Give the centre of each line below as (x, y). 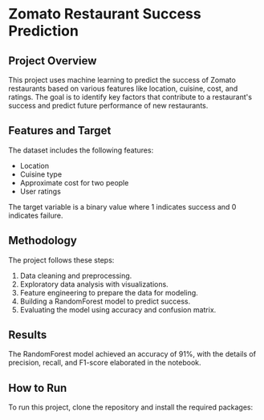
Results (28, 335)
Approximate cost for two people (74, 182)
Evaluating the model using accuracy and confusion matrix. (118, 309)
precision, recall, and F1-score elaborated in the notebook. (105, 363)
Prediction (43, 31)
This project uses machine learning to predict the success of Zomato (122, 80)
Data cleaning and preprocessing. (76, 275)
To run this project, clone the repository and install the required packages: (131, 407)
